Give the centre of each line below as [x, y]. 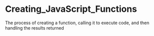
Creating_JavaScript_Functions [71, 9]
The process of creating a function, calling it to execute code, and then [77, 23]
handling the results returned [35, 28]
